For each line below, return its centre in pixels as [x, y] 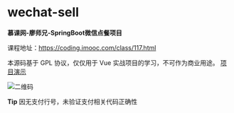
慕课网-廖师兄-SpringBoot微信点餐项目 [65, 32]
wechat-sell [43, 12]
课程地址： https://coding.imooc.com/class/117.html [82, 47]
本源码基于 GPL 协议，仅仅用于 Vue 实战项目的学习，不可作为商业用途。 [113, 63]
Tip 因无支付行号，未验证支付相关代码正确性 [72, 101]
